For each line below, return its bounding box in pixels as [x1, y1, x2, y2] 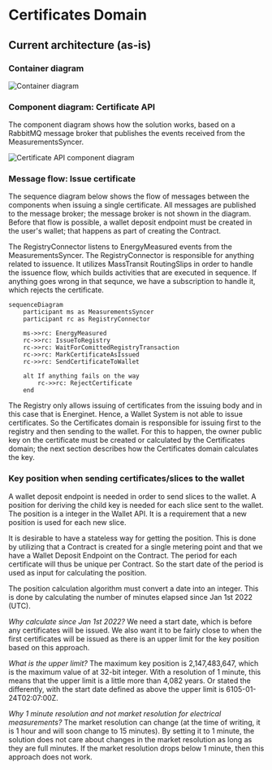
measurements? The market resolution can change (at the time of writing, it [8, 717, 261, 727]
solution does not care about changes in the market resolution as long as [8, 734, 253, 744]
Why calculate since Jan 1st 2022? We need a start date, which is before [8, 616, 253, 626]
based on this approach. [8, 642, 90, 652]
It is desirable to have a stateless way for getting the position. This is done [8, 533, 257, 543]
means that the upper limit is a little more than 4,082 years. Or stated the [8, 676, 252, 685]
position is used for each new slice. [8, 517, 127, 527]
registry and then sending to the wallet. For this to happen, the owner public [8, 427, 262, 436]
